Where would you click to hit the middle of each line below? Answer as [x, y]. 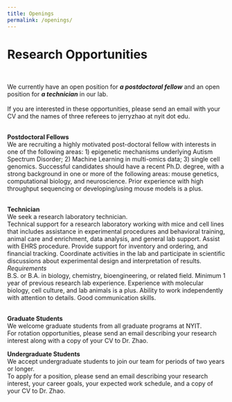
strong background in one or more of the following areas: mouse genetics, [113, 174]
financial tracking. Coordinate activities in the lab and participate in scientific [116, 254]
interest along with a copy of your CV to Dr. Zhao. [78, 341]
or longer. [21, 369]
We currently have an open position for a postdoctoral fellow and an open [114, 87]
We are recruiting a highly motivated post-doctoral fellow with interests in [112, 145]
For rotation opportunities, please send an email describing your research [112, 333]
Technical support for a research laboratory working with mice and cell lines [116, 224]
